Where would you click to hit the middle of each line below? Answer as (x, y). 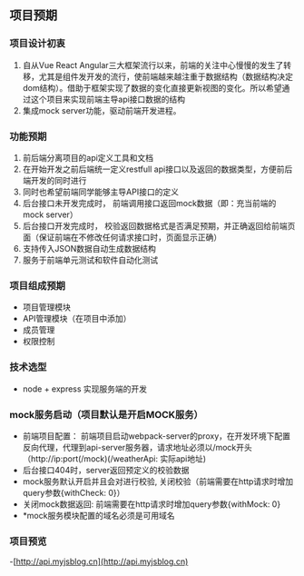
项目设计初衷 (38, 44)
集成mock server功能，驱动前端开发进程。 (102, 110)
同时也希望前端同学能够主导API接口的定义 (101, 192)
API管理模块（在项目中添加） (77, 319)
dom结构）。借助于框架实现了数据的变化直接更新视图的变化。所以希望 (152, 87)
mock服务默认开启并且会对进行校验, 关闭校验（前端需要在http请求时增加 (158, 481)
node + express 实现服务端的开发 (85, 389)
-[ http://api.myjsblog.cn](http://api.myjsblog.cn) (99, 561)
